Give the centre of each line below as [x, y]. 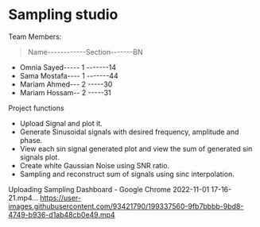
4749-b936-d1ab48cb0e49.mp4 [62, 214]
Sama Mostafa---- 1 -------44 [69, 75]
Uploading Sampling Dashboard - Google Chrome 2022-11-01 [109, 189]
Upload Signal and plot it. [61, 123]
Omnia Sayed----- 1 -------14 [68, 67]
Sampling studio [63, 15]
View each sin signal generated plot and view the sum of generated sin [136, 148]
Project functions [37, 108]
